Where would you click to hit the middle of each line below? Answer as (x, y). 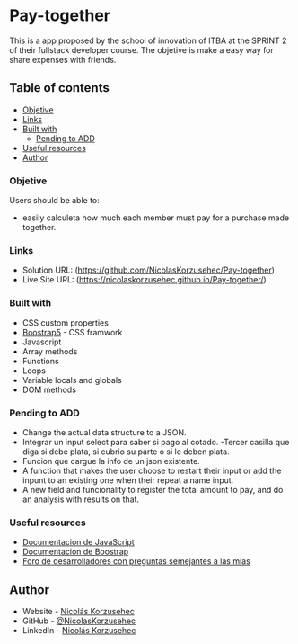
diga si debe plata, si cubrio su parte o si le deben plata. (126, 452)
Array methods (50, 351)
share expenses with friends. (63, 59)
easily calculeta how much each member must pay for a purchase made (156, 218)
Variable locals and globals (72, 380)
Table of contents (59, 88)
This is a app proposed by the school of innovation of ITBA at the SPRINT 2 (148, 40)
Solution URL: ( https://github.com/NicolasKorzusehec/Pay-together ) (149, 270)
